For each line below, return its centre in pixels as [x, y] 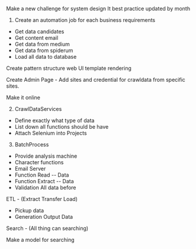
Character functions [39, 162]
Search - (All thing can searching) [47, 228]
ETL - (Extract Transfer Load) [42, 199]
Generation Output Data [44, 217]
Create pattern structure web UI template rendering [69, 68]
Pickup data [29, 210]
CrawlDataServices [38, 109]
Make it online [23, 98]
